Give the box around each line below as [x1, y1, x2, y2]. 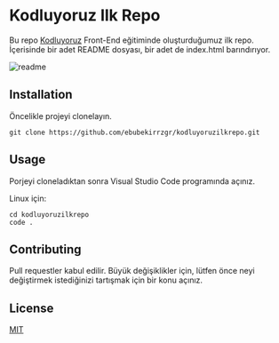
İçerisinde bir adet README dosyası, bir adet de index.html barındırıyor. [9, 44, 271, 54]
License [9, 300, 54, 315]
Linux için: [9, 193, 47, 203]
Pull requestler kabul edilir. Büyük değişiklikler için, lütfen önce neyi [9, 266, 255, 276]
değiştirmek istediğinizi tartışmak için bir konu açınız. [9, 275, 203, 285]
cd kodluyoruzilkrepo [9, 210, 90, 219]
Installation [9, 87, 73, 102]
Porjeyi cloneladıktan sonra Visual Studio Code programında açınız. [9, 175, 256, 187]
